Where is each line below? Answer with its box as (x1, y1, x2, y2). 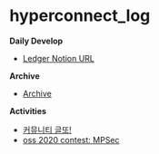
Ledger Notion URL (22, 53, 95, 63)
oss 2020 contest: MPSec (22, 134, 120, 145)
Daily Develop (9, 35, 64, 46)
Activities (9, 105, 47, 116)
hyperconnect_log (9, 5, 151, 26)
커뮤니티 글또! (22, 124, 73, 135)
